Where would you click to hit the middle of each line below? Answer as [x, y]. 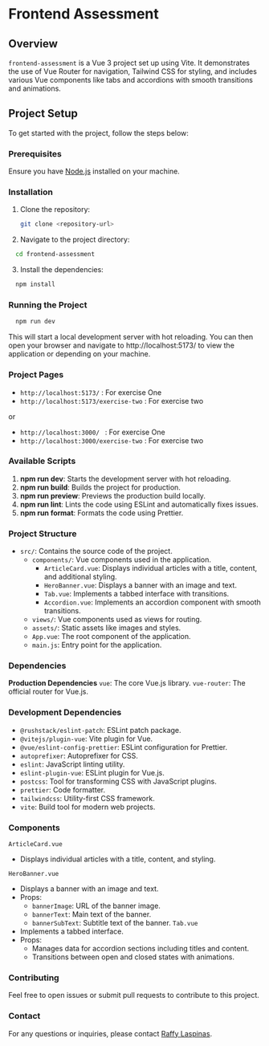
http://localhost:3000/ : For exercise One [93, 432]
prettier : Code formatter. [63, 790]
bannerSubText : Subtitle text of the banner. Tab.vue [115, 922]
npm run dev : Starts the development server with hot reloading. [125, 478]
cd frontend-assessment [55, 254]
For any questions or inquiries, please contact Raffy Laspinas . [110, 1033]
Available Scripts [42, 461]
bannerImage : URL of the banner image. [96, 906]
